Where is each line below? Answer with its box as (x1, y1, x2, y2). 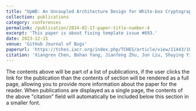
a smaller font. (6, 99, 41, 106)
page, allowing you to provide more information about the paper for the (6, 80, 177, 88)
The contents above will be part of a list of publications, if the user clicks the (6, 68, 190, 75)
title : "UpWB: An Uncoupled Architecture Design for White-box (6, 8, 163, 15)
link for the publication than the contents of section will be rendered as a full (6, 74, 189, 81)
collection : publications (6, 14, 69, 20)
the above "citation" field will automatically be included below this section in (6, 93, 189, 100)
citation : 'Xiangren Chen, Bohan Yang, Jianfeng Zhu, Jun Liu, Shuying (6, 52, 184, 58)
